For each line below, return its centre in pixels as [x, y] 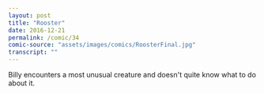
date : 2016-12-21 [37, 30]
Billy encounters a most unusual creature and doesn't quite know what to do [132, 75]
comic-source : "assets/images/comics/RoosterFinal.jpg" [102, 45]
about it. [22, 83]
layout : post [30, 15]
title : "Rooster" [37, 23]
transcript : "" [33, 52]
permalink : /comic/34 [44, 38]
